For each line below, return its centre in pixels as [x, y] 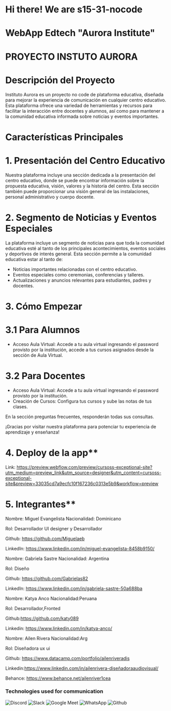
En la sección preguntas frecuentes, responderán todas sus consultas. [80, 417]
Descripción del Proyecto [60, 80]
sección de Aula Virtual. [38, 355]
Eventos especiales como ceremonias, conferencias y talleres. [79, 274]
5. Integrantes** [40, 504]
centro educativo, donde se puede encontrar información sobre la [75, 180]
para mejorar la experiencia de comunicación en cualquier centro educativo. [86, 100]
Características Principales [65, 137]
